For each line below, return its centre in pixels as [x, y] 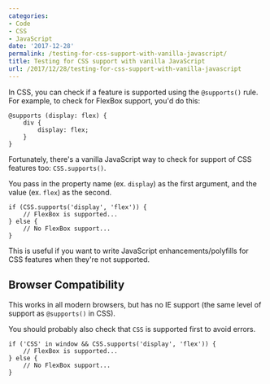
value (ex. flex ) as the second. [60, 192]
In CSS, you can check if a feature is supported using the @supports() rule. [133, 92]
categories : [28, 16]
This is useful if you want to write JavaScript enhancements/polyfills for [129, 251]
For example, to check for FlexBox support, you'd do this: [105, 100]
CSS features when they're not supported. [79, 259]
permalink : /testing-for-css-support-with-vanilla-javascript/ [118, 54]
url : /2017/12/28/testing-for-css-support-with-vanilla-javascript [125, 69]
